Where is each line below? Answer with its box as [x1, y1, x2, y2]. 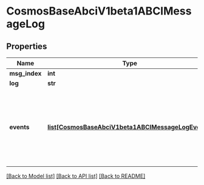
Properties [6, 41, 47, 51]
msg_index [9, 70, 42, 77]
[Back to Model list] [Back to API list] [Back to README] [6, 172, 146, 180]
